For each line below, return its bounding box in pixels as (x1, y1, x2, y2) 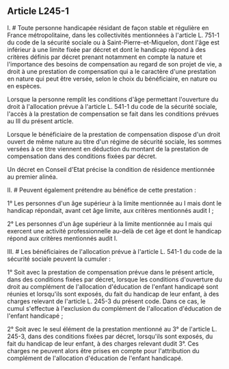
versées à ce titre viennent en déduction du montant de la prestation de (7, 144, 208, 153)
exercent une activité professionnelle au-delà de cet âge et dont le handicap (7, 227, 222, 235)
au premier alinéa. (7, 173, 58, 181)
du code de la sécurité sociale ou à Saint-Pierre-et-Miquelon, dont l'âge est (7, 38, 220, 47)
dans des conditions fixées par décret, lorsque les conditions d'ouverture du (7, 275, 222, 283)
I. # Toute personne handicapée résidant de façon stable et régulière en (7, 23, 209, 31)
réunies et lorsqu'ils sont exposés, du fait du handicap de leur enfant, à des (7, 290, 219, 298)
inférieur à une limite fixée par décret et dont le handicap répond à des (7, 45, 206, 53)
